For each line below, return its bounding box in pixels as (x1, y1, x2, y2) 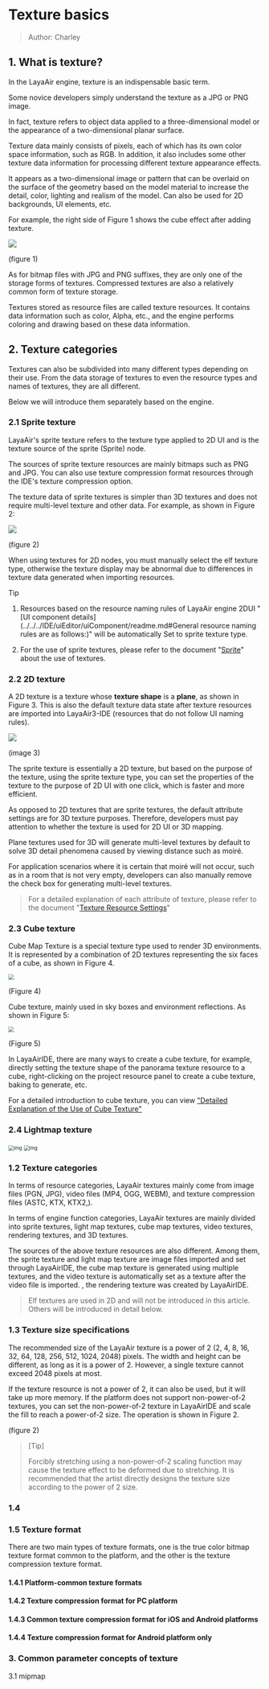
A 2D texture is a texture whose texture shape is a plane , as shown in (8, 692, 239, 702)
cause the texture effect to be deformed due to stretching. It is (27, 1464, 234, 1474)
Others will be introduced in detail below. (27, 1304, 163, 1314)
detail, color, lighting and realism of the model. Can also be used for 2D (8, 191, 243, 200)
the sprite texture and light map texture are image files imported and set (8, 1254, 247, 1264)
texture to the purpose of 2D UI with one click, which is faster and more (8, 781, 245, 790)
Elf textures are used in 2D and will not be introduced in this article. (27, 1296, 251, 1305)
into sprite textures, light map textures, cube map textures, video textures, (8, 1221, 254, 1232)
